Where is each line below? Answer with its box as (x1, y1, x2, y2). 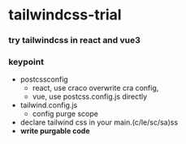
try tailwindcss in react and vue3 (8, 35, 141, 46)
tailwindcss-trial (8, 6, 122, 24)
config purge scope (32, 109, 99, 119)
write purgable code (19, 126, 91, 136)
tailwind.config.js (19, 100, 78, 110)
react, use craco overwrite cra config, (32, 83, 159, 93)
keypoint (8, 57, 45, 68)
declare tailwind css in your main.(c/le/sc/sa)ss (19, 117, 179, 127)
